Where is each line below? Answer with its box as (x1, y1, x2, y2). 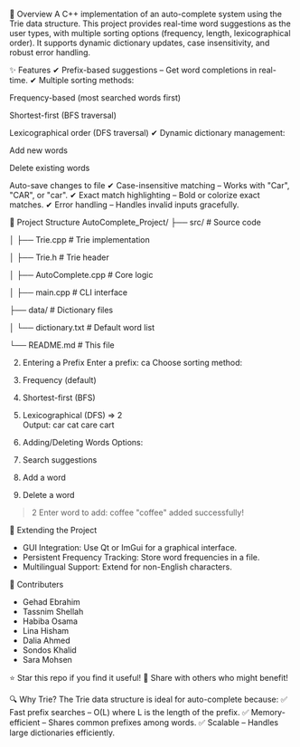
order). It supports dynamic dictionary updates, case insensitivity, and (9, 37, 270, 48)
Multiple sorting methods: (39, 75, 135, 85)
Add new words (9, 145, 68, 156)
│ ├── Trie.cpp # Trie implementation (9, 235, 151, 244)
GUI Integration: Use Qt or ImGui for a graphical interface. (22, 542, 238, 552)
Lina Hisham (22, 626, 70, 636)
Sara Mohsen (22, 655, 72, 665)
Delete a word (22, 490, 75, 500)
